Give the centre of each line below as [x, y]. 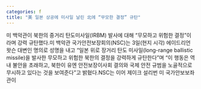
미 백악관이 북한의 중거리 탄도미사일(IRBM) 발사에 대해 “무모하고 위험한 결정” [96, 35]
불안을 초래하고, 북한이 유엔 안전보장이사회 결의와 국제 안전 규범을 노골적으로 [102, 65]
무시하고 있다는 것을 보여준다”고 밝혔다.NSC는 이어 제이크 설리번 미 [85, 72]
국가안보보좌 [180, 72]
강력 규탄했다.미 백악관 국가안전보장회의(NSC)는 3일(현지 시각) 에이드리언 [104, 42]
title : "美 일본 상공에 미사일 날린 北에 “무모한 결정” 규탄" [73, 17]
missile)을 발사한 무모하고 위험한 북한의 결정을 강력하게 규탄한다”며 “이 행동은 [97, 57]
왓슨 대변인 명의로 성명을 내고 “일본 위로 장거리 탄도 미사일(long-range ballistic [100, 50]
